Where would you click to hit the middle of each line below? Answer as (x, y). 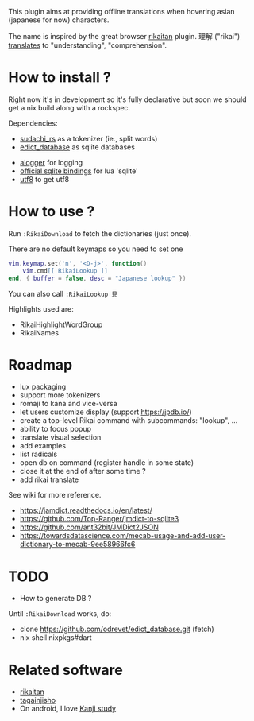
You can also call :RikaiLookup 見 (63, 293)
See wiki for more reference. (55, 495)
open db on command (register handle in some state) (107, 463)
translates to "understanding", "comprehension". (88, 45)
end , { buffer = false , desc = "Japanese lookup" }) (97, 278)
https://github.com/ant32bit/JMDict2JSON (89, 527)
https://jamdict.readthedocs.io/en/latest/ (86, 510)
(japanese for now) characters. (59, 20)
